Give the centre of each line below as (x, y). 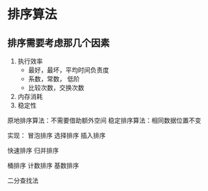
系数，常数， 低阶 (54, 79)
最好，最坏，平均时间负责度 (69, 70)
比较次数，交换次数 (56, 88)
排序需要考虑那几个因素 (58, 43)
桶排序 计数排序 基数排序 (43, 166)
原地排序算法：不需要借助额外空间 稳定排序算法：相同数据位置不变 (104, 120)
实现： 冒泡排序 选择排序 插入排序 (57, 135)
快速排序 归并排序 (33, 150)
